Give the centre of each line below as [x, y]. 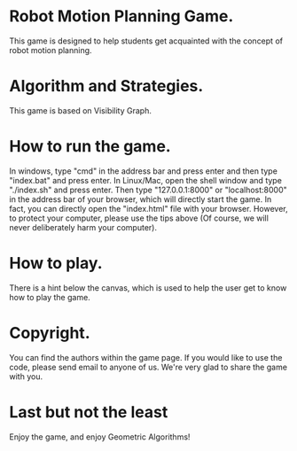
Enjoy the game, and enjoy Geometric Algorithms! [100, 437]
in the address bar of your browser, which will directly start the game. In [141, 199]
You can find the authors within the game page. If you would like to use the [146, 357]
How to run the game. [90, 147]
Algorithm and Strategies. [106, 86]
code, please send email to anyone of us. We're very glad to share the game [148, 367]
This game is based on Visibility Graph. [81, 110]
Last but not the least [89, 412]
